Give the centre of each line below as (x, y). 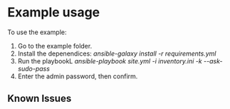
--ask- (213, 61)
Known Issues (40, 99)
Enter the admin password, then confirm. (78, 76)
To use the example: (37, 32)
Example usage (54, 12)
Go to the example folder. (55, 46)
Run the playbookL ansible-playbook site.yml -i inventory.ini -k (110, 61)
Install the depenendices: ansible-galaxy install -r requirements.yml (117, 53)
